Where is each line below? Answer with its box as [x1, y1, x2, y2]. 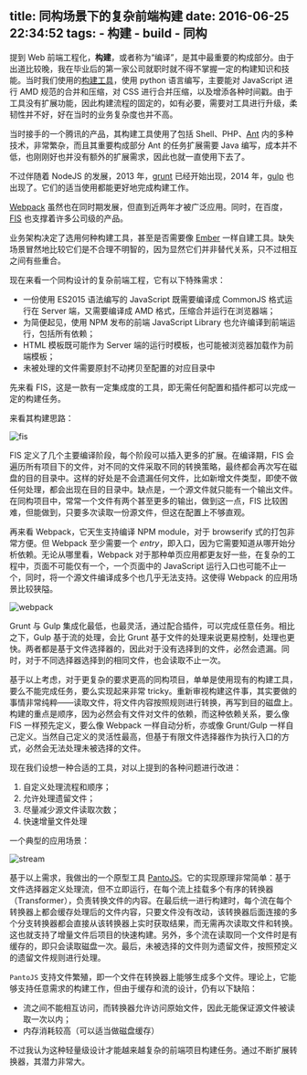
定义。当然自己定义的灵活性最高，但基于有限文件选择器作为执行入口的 [16, 731, 281, 742]
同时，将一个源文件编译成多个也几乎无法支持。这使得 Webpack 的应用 [25, 572, 290, 583]
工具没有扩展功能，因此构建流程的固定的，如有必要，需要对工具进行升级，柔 [9, 97, 298, 108]
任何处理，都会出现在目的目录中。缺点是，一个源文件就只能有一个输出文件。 [9, 483, 298, 495]
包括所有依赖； [38, 328, 96, 339]
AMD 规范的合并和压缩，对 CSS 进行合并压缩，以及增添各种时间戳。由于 [19, 86, 294, 97]
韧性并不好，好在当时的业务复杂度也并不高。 [9, 109, 178, 120]
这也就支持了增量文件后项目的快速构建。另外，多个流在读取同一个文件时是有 [9, 929, 298, 940]
